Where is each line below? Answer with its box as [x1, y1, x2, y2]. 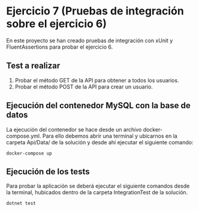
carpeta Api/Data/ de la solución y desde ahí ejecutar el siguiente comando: [6, 138, 194, 145]
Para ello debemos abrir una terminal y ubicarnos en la [42, 132, 178, 139]
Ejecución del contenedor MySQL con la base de [6, 100, 191, 111]
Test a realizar [6, 61, 61, 71]
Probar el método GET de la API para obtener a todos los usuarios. [14, 76, 179, 84]
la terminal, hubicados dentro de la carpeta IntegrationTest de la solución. [6, 189, 188, 196]
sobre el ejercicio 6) [6, 17, 107, 31]
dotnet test [6, 200, 36, 207]
